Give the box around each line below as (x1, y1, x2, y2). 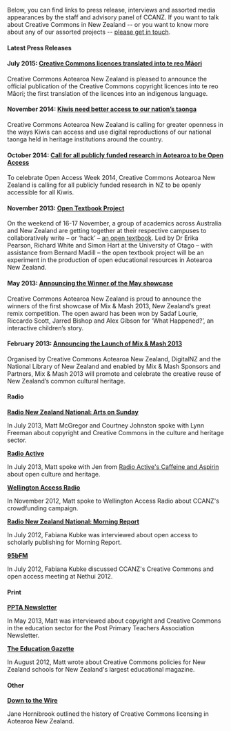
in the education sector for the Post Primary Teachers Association (7, 624, 194, 632)
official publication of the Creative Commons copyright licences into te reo (7, 82, 219, 90)
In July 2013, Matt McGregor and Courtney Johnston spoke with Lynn (7, 421, 205, 430)
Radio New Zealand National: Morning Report (7, 517, 140, 526)
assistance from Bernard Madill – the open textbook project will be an (7, 248, 205, 257)
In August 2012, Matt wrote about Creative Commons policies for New (7, 658, 206, 666)
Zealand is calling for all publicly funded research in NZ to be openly (7, 181, 201, 189)
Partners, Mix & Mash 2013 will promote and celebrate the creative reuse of (7, 369, 222, 378)
